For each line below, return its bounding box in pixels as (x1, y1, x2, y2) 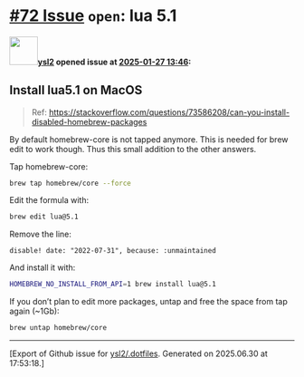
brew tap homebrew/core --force (9, 179, 131, 188)
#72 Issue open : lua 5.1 (9, 5, 177, 26)
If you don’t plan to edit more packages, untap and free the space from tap (9, 296, 288, 307)
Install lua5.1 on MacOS (9, 82, 143, 98)
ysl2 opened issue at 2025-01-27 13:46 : (37, 56, 192, 67)
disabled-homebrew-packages (31, 116, 147, 127)
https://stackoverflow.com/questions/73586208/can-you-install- (48, 106, 290, 118)
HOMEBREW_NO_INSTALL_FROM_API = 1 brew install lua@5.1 (9, 280, 217, 289)
